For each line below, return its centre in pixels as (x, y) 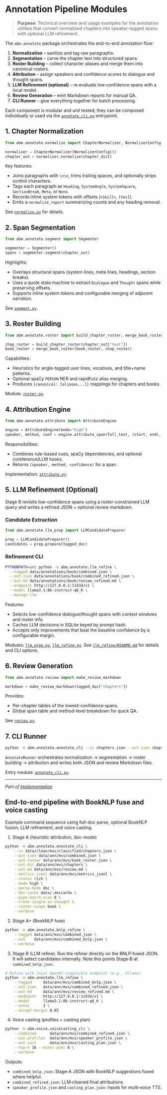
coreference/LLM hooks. (38, 459)
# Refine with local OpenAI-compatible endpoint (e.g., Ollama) (73, 973)
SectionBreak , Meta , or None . (41, 192)
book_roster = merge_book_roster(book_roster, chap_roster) (69, 349)
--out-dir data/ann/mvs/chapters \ (51, 865)
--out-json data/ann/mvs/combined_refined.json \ (69, 987)
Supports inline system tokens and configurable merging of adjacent (83, 293)
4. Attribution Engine (38, 410)
